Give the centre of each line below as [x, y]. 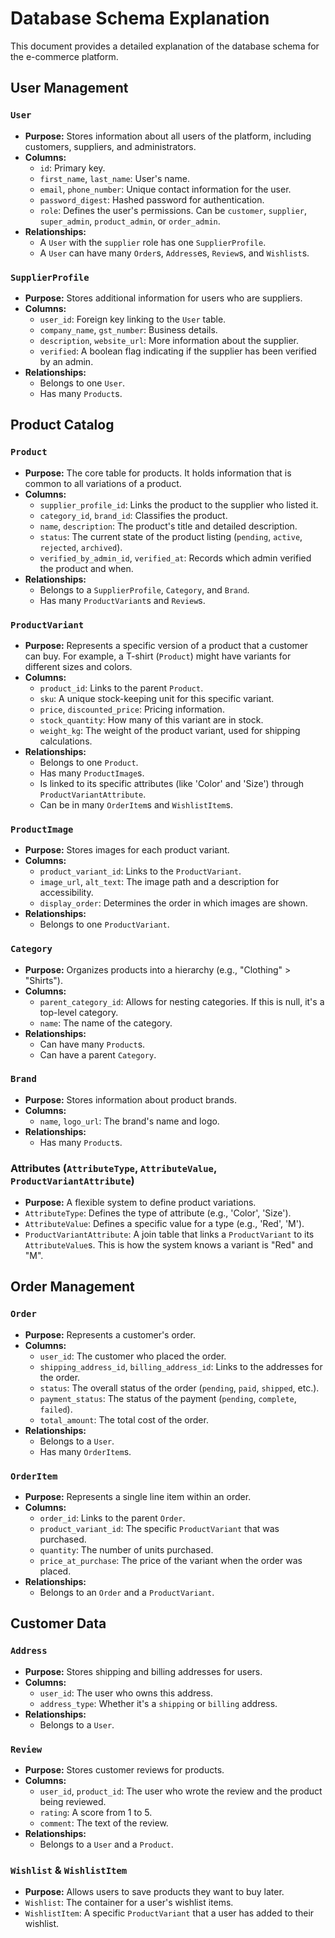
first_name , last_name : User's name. [114, 178]
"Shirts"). [43, 980]
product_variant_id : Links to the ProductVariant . [140, 871]
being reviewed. [73, 1802]
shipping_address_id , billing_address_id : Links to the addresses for [181, 1366]
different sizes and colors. [78, 666]
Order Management [72, 1287]
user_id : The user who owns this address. [126, 1693]
